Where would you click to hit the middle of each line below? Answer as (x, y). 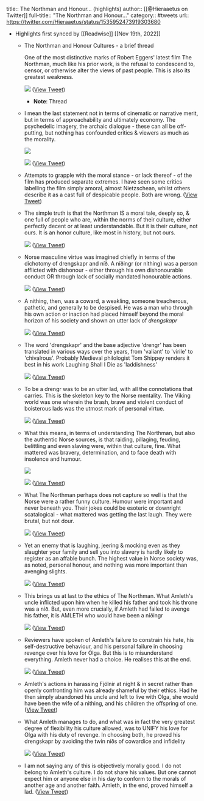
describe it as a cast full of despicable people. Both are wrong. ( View (111, 195)
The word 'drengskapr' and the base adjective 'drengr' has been (105, 345)
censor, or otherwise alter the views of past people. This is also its (107, 70)
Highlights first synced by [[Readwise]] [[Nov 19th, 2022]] (88, 34)
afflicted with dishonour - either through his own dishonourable (104, 270)
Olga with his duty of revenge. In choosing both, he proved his (102, 735)
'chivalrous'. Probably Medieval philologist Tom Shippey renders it (107, 358)
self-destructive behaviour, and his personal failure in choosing (103, 646)
